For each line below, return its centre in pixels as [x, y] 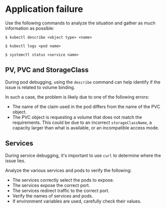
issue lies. [15, 161]
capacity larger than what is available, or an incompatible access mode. [86, 127]
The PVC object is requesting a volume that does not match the [77, 117]
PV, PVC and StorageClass [47, 70]
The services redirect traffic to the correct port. [61, 191]
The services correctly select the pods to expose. [63, 180]
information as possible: [30, 28]
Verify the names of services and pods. [53, 196]
